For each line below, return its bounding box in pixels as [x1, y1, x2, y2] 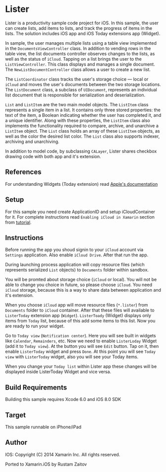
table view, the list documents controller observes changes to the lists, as [5, 51, 155, 57]
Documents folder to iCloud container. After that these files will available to [5, 307, 155, 314]
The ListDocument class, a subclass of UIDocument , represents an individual [5, 86, 157, 92]
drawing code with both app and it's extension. [5, 153, 102, 159]
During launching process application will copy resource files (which [5, 262, 145, 268]
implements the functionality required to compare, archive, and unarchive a [5, 123, 159, 129]
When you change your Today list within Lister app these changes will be [5, 364, 157, 370]
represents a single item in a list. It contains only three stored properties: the [5, 107, 161, 113]
